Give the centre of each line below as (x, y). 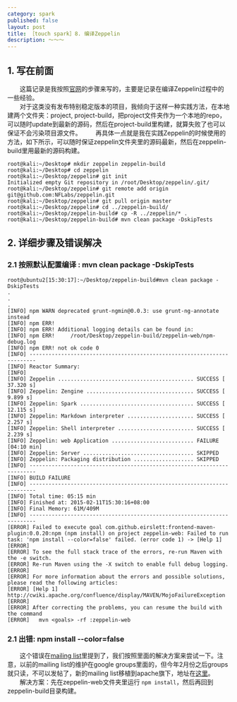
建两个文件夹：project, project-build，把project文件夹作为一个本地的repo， (116, 115)
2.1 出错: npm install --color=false (66, 638)
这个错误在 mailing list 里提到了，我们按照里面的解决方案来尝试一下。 (118, 655)
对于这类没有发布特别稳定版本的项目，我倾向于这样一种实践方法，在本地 (124, 106)
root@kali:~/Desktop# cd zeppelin (58, 170)
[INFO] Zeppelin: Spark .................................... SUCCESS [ (116, 403)
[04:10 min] (25, 447)
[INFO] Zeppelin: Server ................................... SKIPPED (113, 453)
